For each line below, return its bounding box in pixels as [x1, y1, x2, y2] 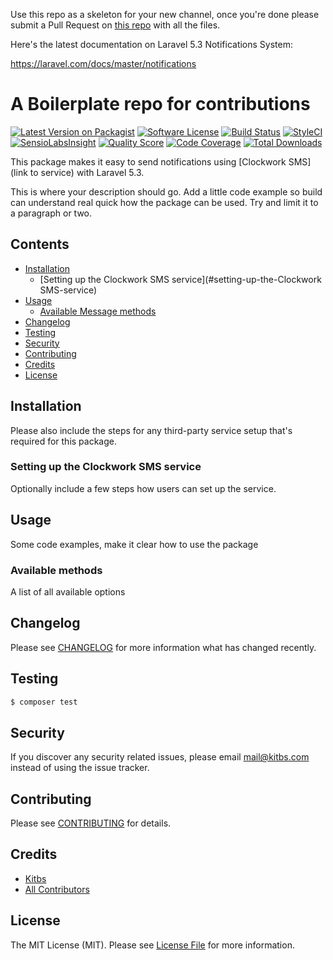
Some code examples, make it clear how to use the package [10, 538, 259, 550]
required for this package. [10, 435, 117, 447]
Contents [10, 236, 70, 253]
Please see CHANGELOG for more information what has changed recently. [10, 641, 317, 653]
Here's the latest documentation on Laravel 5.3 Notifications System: [10, 39, 293, 50]
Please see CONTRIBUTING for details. [10, 817, 172, 829]
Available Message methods [39, 305, 157, 317]
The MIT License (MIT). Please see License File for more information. [10, 939, 295, 951]
